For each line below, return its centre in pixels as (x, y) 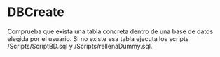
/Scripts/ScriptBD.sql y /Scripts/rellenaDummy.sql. (80, 46)
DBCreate (36, 12)
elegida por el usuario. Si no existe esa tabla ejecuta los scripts (98, 38)
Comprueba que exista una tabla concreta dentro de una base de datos (110, 31)
